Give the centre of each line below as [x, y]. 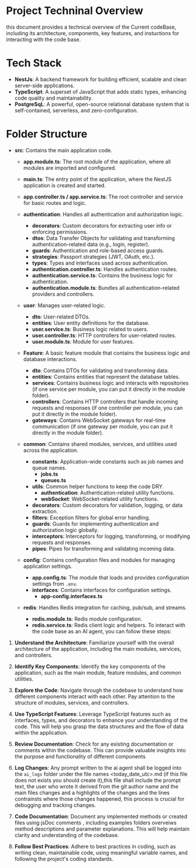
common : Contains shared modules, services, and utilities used [100, 444]
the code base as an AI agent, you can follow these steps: [102, 631]
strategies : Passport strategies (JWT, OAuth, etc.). [93, 256]
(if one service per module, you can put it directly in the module [109, 389]
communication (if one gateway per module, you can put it [102, 426]
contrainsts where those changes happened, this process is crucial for [99, 799]
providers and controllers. [63, 294]
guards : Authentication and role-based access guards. [98, 251]
